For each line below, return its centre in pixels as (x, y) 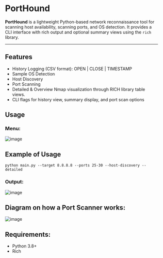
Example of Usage (33, 154)
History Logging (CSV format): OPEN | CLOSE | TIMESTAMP (72, 69)
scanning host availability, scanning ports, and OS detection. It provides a (78, 27)
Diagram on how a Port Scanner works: (65, 207)
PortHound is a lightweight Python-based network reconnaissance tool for (80, 22)
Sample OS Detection (33, 74)
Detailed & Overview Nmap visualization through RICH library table (79, 89)
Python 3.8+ (24, 246)
